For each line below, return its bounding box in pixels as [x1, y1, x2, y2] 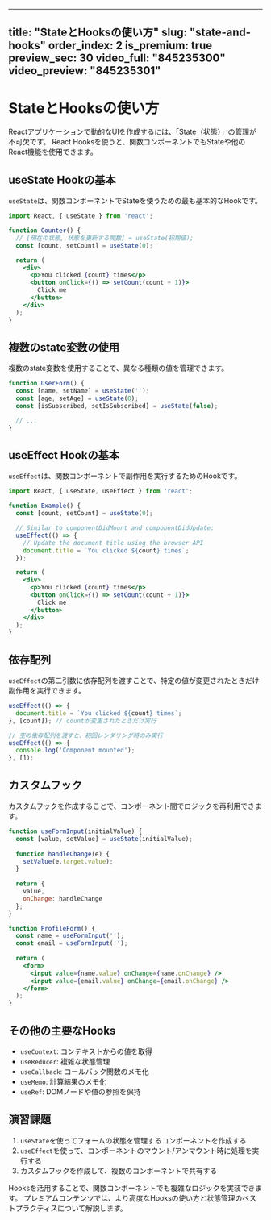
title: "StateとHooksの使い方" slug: [8, 26, 188, 40]
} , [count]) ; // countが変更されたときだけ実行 [8, 717, 157, 725]
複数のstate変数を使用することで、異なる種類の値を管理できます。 [8, 364, 229, 373]
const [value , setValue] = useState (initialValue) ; [15, 835, 194, 843]
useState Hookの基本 [8, 173, 116, 186]
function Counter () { [8, 227, 81, 235]
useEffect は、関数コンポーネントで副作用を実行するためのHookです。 [8, 471, 242, 481]
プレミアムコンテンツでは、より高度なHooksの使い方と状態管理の [23, 1193, 243, 1202]
